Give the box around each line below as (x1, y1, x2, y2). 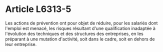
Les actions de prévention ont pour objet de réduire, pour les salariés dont (5, 20, 158, 26)
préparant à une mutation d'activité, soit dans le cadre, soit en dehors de (5, 36, 155, 42)
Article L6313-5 (5, 3, 71, 15)
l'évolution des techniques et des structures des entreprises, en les (5, 30, 143, 36)
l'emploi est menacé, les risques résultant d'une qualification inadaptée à (5, 25, 156, 31)
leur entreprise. (5, 41, 37, 47)
